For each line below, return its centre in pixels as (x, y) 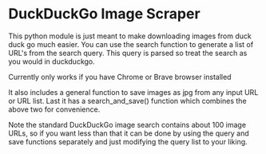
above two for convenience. (54, 109)
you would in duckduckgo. (52, 61)
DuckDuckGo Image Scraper (105, 14)
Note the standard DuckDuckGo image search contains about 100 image (127, 124)
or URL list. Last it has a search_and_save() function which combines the (127, 101)
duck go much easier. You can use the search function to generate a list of (131, 44)
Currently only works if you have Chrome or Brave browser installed (120, 77)
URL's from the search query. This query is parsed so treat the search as (128, 53)
